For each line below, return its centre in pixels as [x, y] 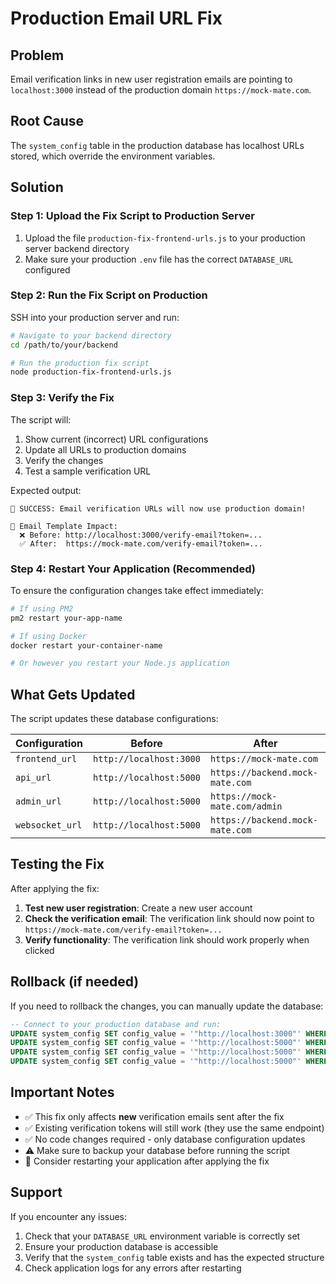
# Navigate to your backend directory [91, 335]
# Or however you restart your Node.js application [120, 663]
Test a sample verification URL [88, 471]
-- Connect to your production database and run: [116, 1024]
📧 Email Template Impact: [64, 526]
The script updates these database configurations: [114, 719]
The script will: [41, 419]
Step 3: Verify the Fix [62, 398]
